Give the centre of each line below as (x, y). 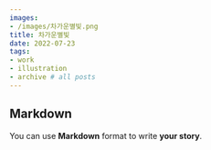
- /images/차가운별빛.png (54, 26)
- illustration (38, 69)
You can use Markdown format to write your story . (106, 135)
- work (22, 60)
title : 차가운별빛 (40, 35)
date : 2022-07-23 (42, 43)
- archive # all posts (53, 77)
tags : (20, 52)
